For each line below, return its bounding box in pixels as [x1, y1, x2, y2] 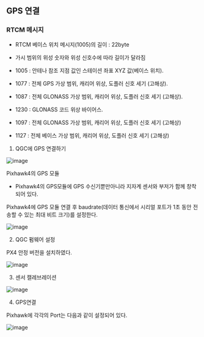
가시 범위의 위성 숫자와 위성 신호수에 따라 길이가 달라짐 [15, 54, 146, 61]
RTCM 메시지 [6, 26, 44, 34]
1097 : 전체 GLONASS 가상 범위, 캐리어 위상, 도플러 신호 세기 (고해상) [15, 119, 181, 126]
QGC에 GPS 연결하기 [15, 144, 66, 152]
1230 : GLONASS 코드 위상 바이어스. [15, 106, 104, 113]
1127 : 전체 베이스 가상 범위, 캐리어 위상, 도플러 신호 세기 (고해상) [15, 131, 170, 139]
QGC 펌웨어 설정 [15, 235, 56, 243]
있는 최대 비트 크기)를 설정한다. [24, 210, 98, 218]
